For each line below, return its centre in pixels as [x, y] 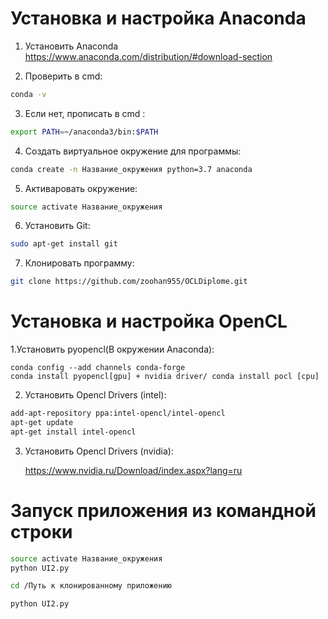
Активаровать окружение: [81, 188]
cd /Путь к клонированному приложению [91, 586]
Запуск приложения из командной [163, 510]
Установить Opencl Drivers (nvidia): [99, 451]
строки [41, 531]
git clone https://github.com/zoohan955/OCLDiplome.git [129, 282]
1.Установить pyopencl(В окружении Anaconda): [112, 349]
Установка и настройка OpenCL [149, 321]
